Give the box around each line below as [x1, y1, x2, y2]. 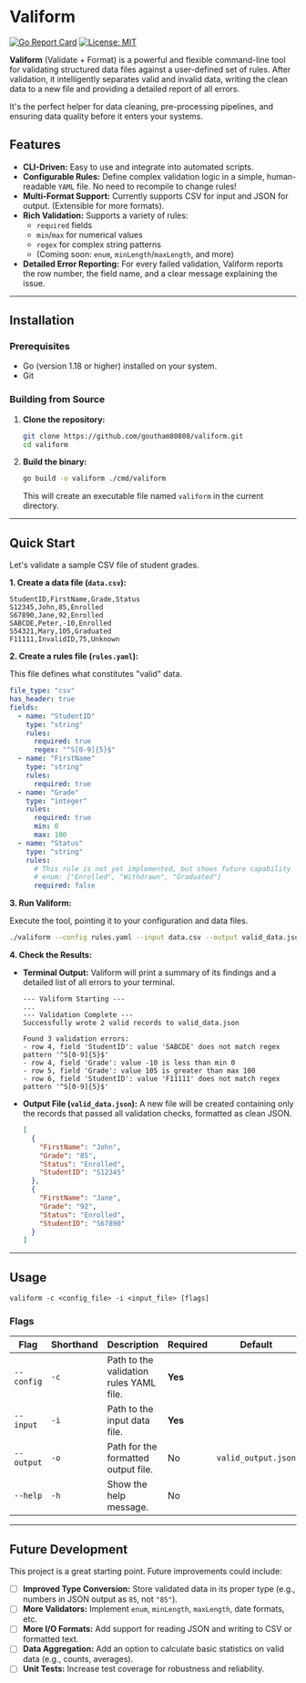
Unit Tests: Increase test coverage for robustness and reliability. [22, 1663, 264, 1675]
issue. [22, 277, 46, 288]
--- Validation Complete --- [22, 1011, 134, 1020]
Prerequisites [9, 340, 70, 353]
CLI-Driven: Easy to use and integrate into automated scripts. [22, 161, 254, 172]
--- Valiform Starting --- [22, 994, 126, 1004]
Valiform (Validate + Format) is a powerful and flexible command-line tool [9, 54, 286, 65]
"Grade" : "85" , [39, 1151, 97, 1160]
